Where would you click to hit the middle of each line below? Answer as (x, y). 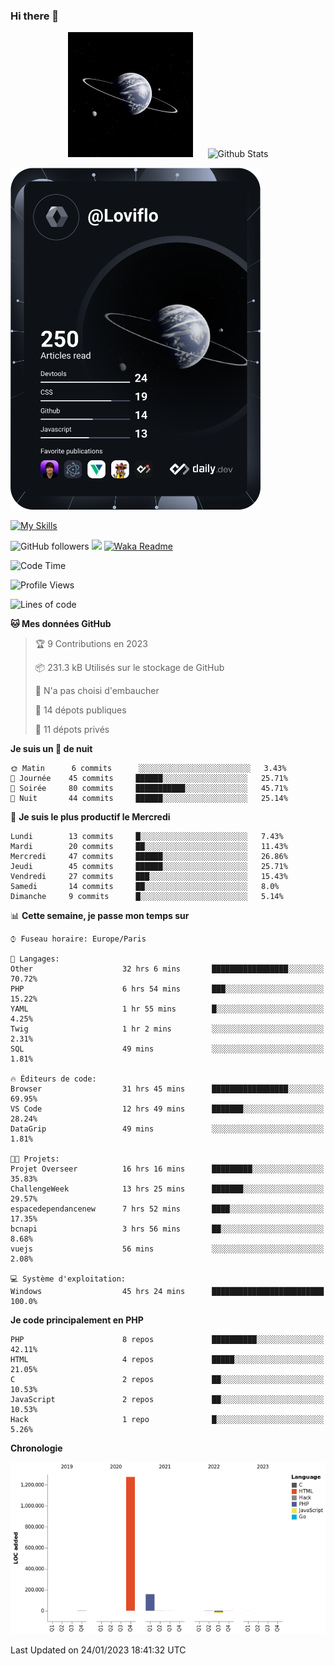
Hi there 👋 (35, 16)
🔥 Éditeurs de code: (53, 1079)
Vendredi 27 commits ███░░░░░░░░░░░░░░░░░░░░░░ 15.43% (149, 877)
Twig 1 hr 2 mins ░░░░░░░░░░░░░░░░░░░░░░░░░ (167, 1029)
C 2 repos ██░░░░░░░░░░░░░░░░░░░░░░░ (167, 1380)
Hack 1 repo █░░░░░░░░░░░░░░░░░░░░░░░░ (167, 1420)
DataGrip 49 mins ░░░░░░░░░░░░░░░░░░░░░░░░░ (167, 1129)
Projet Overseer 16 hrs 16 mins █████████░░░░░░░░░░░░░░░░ (167, 1169)
